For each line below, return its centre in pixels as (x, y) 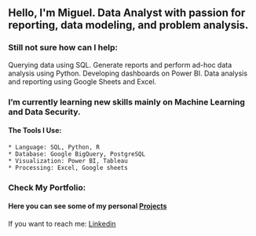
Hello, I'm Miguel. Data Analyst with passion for (127, 13)
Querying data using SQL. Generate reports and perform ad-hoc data (120, 65)
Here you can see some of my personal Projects (88, 206)
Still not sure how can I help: (63, 48)
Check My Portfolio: (47, 187)
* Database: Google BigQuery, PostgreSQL (77, 154)
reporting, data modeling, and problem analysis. (128, 26)
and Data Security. (44, 112)
